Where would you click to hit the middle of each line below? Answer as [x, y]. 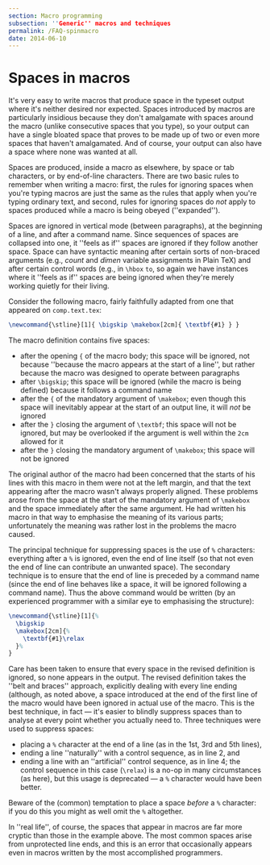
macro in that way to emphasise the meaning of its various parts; [116, 518]
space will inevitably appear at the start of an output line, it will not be [135, 407]
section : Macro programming [56, 16]
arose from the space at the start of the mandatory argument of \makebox [129, 500]
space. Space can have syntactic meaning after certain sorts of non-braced [134, 252]
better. [31, 788]
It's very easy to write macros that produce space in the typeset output [126, 101]
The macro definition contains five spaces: [79, 340]
